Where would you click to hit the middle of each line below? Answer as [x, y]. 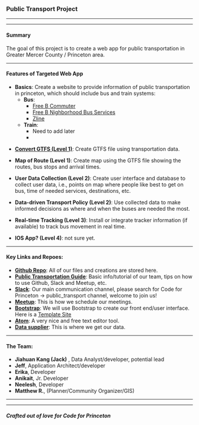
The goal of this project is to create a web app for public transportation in [95, 48]
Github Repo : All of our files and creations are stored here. [86, 270]
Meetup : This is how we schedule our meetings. [73, 302]
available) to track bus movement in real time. [70, 226]
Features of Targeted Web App [45, 74]
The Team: [20, 346]
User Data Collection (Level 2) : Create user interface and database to [100, 178]
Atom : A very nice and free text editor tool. [67, 321]
